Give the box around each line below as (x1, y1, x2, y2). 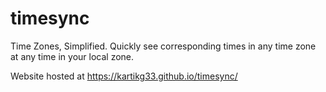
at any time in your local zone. (10, 50, 135, 62)
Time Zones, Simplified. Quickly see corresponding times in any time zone (10, 40, 317, 52)
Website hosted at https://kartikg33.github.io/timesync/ (10, 70, 238, 82)
